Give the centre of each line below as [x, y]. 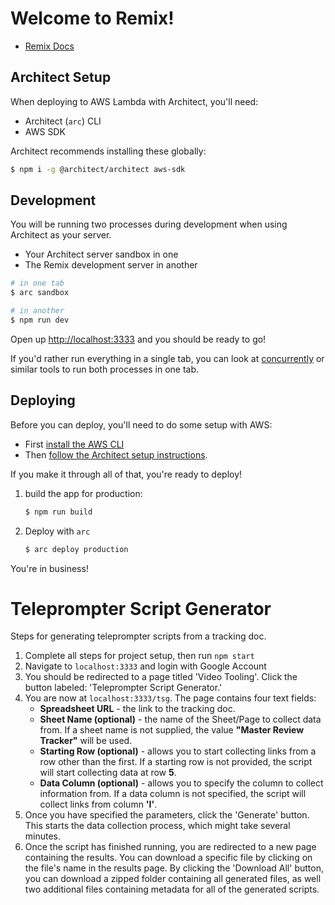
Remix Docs [49, 46]
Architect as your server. [61, 235]
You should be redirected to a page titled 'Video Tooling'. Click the [161, 677]
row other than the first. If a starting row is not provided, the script [176, 762]
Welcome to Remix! [92, 18]
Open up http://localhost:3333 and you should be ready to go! [138, 339]
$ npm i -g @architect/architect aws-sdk [98, 169]
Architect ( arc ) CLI [63, 121]
